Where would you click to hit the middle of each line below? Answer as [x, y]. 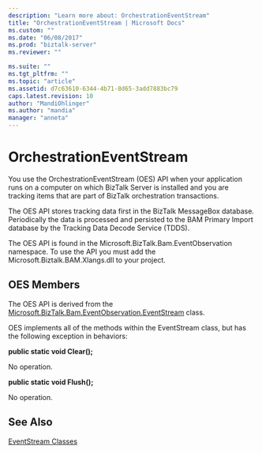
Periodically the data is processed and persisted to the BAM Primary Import [131, 219]
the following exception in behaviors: [68, 336]
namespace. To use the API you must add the [82, 251]
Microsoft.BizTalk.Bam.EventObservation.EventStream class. [107, 312]
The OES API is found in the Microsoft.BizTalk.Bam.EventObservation [120, 243]
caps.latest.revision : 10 [51, 96]
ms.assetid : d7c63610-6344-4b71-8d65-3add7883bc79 [93, 89]
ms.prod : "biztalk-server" [52, 45]
